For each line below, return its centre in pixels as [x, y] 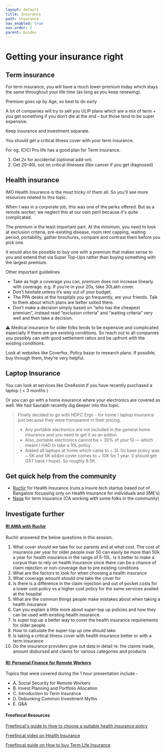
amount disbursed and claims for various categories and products [79, 651]
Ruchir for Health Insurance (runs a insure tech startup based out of [81, 488]
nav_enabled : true [24, 23]
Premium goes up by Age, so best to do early [51, 101]
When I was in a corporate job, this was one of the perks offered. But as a [80, 206]
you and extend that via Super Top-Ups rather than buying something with [81, 257]
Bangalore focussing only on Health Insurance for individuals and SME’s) [86, 493]
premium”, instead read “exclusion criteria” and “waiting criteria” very [83, 313]
